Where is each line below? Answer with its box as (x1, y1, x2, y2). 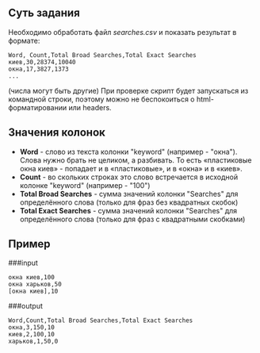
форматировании (8, 102, 67, 112)
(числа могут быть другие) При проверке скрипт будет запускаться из (8, 86, 249, 95)
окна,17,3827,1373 (8, 65, 69, 73)
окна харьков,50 (8, 281, 62, 289)
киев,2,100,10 (8, 331, 55, 339)
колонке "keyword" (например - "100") (19, 180, 151, 190)
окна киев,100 (8, 274, 55, 282)
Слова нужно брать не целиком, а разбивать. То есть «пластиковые (19, 155, 252, 165)
